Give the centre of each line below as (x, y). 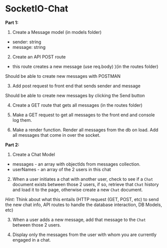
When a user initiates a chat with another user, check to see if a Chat (83, 179)
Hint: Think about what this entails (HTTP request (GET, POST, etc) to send (82, 199)
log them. (22, 120)
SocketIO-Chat (37, 9)
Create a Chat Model (34, 154)
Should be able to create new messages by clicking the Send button (75, 95)
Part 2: (12, 145)
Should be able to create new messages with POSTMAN (63, 76)
